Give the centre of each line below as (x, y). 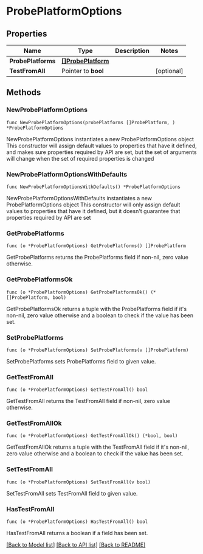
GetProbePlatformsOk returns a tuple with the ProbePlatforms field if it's (97, 309)
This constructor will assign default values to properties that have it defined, (102, 146)
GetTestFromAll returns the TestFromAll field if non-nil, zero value (88, 401)
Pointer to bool (83, 71)
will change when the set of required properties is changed (80, 158)
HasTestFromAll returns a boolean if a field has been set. (77, 533)
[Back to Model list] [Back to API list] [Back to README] (76, 545)
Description (132, 51)
